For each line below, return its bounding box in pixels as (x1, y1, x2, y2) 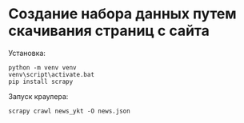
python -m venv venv (8, 63, 78, 72)
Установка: (8, 48, 46, 58)
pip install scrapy (8, 77, 74, 85)
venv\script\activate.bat (8, 70, 94, 78)
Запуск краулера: (8, 91, 69, 101)
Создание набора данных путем (8, 5, 238, 23)
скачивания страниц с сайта (8, 22, 210, 40)
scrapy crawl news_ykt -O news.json (8, 107, 130, 115)
